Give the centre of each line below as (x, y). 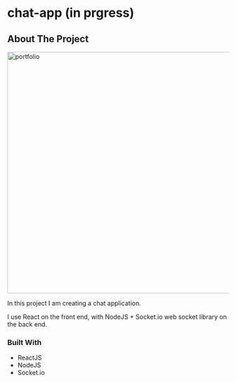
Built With (25, 342)
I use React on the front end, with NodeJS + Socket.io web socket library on (117, 317)
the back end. (27, 324)
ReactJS (29, 358)
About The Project (48, 39)
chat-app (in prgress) (71, 13)
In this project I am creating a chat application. (74, 303)
